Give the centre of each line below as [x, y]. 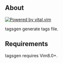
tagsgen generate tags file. [32, 29]
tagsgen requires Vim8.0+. [31, 55]
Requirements [26, 44]
